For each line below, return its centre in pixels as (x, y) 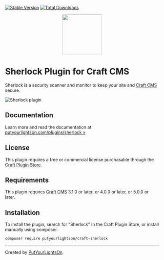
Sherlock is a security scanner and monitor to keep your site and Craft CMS (81, 85)
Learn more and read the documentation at (48, 127)
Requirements (27, 180)
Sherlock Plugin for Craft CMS (67, 72)
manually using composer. (31, 230)
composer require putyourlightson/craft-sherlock (57, 239)
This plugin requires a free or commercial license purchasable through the (80, 159)
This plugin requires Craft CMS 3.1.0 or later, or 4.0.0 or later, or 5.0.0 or (77, 192)
